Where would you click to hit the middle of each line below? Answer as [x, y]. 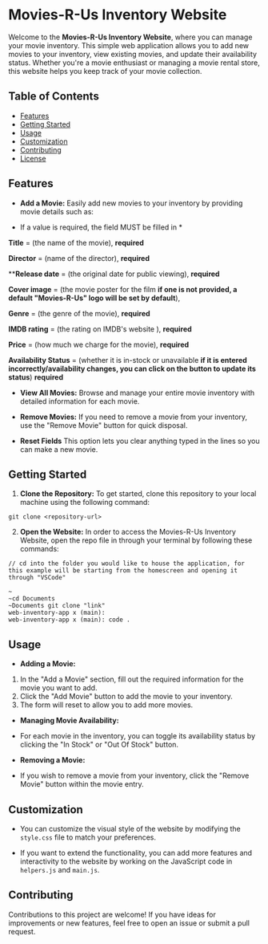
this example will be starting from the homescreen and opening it [123, 571]
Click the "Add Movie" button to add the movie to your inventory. [126, 697]
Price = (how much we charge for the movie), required [99, 344]
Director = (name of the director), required [79, 258]
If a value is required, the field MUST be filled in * [101, 227]
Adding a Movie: [48, 664]
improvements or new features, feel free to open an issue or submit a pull [129, 923]
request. [22, 931]
